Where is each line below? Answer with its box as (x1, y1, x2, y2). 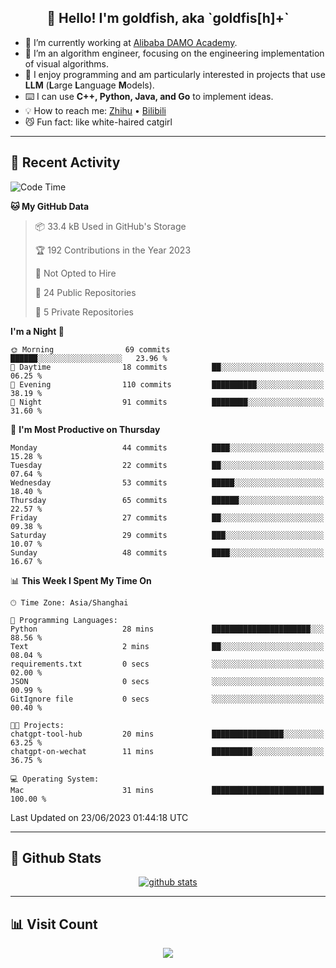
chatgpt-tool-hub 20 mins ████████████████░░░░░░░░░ (10, 729, 325, 739)
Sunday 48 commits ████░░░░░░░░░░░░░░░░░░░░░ (10, 547, 325, 558)
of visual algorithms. (24, 57, 110, 70)
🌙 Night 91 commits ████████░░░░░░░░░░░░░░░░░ (10, 397, 325, 407)
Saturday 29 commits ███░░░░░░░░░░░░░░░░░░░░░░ (10, 530, 325, 540)
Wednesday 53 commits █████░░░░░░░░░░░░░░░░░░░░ (10, 477, 325, 488)
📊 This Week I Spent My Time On (10, 574, 152, 586)
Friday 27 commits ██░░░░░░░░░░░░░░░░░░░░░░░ (10, 512, 325, 523)
